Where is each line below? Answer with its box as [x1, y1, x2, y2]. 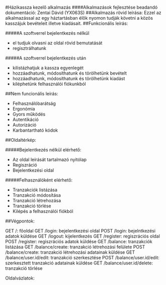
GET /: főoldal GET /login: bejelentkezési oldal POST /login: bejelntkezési [5, 228, 156, 234]
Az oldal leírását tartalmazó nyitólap [12, 156, 87, 162]
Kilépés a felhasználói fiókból [12, 208, 74, 214]
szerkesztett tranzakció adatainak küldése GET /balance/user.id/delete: [5, 260, 153, 266]
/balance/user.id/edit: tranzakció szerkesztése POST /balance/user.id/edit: [5, 255, 160, 260]
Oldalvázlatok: [5, 275, 35, 281]
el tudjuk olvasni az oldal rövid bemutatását [12, 40, 103, 46]
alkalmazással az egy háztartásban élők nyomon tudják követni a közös [5, 15, 153, 21]
